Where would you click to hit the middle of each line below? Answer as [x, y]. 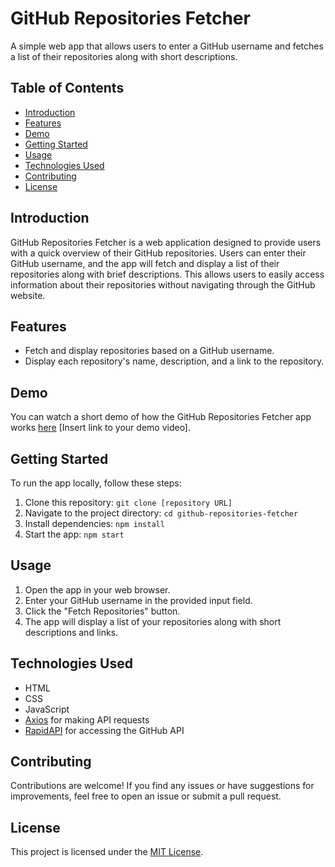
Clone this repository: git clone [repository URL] [128, 502]
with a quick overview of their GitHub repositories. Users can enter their [158, 253]
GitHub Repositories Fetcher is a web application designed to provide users [166, 242]
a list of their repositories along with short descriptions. [124, 56]
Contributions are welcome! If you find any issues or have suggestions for [162, 786]
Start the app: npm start [74, 534]
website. [28, 295]
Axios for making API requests [87, 719]
